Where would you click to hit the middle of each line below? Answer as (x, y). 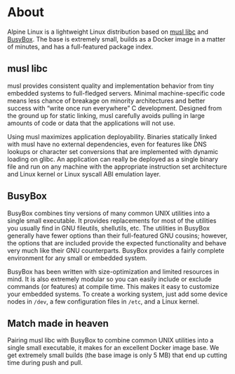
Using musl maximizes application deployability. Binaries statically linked (112, 136)
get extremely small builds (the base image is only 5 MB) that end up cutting (117, 355)
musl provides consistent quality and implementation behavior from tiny (111, 86)
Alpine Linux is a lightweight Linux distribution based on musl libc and (108, 32)
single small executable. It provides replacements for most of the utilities (112, 220)
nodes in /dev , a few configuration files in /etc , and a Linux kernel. (103, 301)
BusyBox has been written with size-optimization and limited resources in (113, 271)
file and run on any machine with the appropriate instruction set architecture (117, 167)
